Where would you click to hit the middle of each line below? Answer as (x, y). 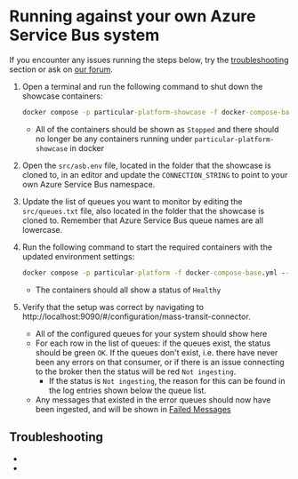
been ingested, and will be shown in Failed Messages (133, 409)
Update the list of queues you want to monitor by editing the (132, 201)
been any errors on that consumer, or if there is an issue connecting (160, 362)
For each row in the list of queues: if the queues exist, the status (153, 343)
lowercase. (42, 229)
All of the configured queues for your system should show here (151, 333)
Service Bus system (85, 35)
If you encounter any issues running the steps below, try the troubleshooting (149, 60)
